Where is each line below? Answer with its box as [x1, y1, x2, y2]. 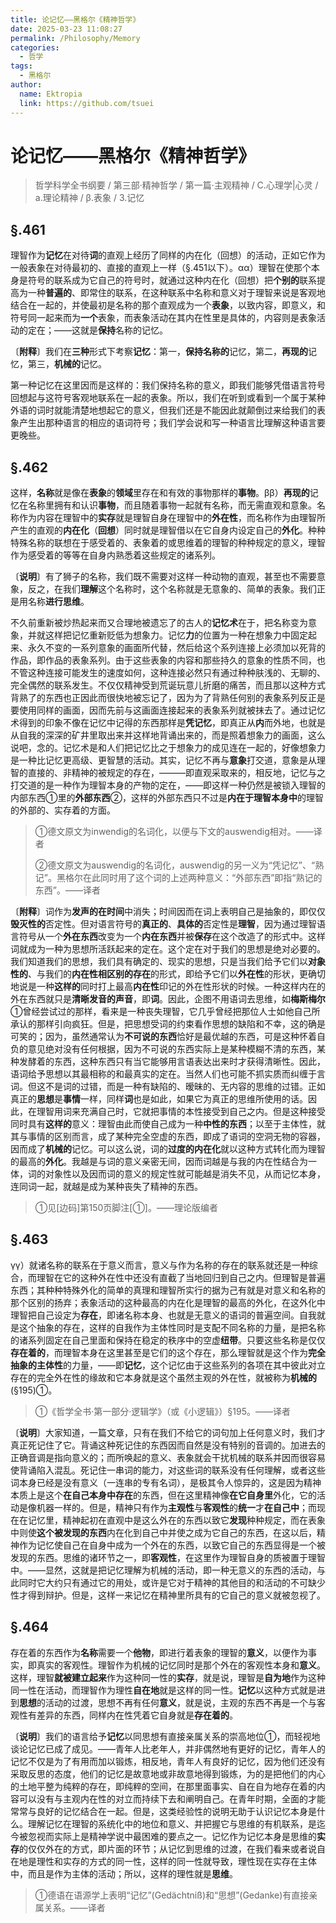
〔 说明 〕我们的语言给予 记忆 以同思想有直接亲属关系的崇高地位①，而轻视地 [10, 1730, 321, 1742]
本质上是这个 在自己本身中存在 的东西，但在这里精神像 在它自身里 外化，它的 [10, 1489, 317, 1501]
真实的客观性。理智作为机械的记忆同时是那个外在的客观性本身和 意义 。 [36, 1659, 326, 1671]
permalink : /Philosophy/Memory [10, 33, 141, 43]
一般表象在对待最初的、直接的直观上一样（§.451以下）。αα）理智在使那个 [10, 262, 312, 274]
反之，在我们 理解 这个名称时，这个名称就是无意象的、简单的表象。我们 [27, 583, 317, 595]
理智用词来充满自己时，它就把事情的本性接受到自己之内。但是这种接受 [36, 1106, 326, 1118]
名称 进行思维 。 [27, 596, 90, 608]
